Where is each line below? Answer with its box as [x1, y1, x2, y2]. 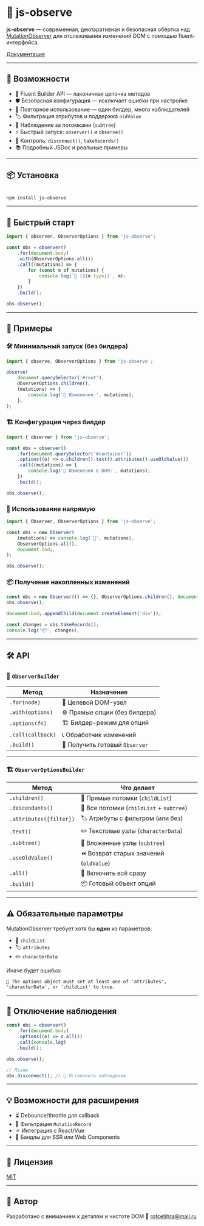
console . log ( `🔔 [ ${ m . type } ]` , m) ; [38, 273, 126, 279]
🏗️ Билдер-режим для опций [61, 718, 149, 727]
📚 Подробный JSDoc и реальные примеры [15, 143, 128, 151]
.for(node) [9, 699, 41, 706]
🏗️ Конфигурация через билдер [6, 418, 106, 426]
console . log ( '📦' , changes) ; [6, 627, 80, 633]
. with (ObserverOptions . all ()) [17, 255, 94, 262]
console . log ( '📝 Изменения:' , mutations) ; [28, 391, 135, 398]
